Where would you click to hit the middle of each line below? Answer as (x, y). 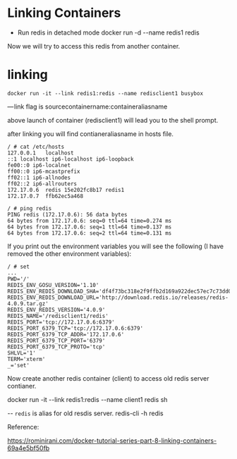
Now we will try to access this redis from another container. (94, 46)
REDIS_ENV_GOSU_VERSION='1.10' (53, 285)
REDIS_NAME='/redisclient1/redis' (58, 316)
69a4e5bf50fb (29, 448)
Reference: (23, 427)
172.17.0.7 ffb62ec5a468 (45, 196)
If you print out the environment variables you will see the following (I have (116, 246)
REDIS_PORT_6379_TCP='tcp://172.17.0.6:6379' (75, 328)
